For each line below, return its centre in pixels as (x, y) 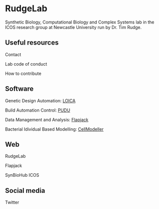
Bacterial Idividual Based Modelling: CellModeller (54, 129)
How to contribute (23, 73)
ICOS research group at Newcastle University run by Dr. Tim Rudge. (73, 27)
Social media (25, 191)
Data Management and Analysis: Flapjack (47, 119)
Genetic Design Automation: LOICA (40, 100)
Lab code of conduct (26, 64)
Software (19, 89)
